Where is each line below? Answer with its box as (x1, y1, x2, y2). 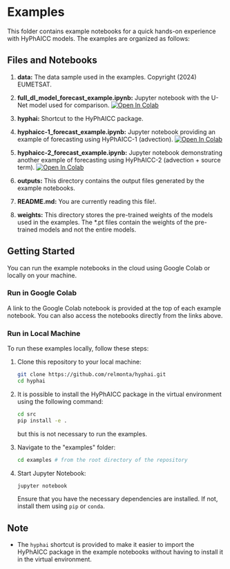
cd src (17, 411, 37, 418)
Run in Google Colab (7, 288, 77, 298)
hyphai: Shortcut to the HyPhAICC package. (17, 114, 144, 122)
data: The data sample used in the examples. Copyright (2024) (17, 73, 197, 81)
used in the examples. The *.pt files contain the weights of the (17, 218, 193, 226)
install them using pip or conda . (17, 502, 106, 510)
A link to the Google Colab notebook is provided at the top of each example (7, 304, 222, 312)
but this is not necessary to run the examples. (17, 429, 147, 438)
